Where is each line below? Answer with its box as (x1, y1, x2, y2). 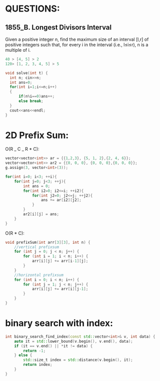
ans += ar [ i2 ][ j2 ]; (40, 198, 81, 203)
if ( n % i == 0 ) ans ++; (18, 94, 55, 99)
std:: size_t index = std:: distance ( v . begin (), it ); (23, 357, 133, 362)
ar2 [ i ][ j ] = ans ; (23, 212, 59, 217)
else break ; (18, 99, 43, 104)
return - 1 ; (23, 348, 46, 353)
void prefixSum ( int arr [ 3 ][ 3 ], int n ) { (5, 240, 91, 245)
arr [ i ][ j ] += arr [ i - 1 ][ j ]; (31, 258, 88, 264)
